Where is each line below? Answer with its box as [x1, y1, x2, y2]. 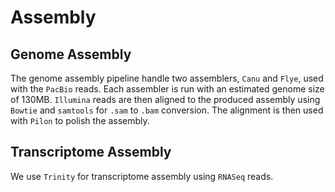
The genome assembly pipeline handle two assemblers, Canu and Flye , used [10, 72, 324, 84]
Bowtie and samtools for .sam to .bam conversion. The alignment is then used [10, 104, 324, 116]
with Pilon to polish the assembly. [10, 115, 150, 126]
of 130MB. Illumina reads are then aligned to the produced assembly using [10, 94, 321, 105]
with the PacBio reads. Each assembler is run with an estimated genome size [10, 83, 325, 95]
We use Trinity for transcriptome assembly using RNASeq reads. [10, 170, 274, 182]
